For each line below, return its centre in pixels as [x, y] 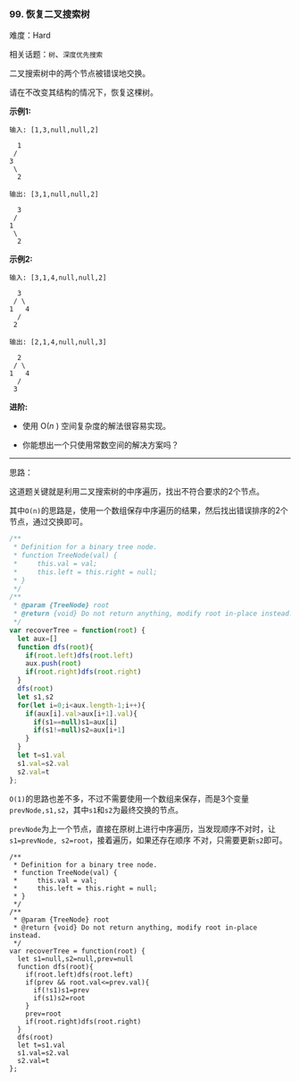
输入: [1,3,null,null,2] [54, 130]
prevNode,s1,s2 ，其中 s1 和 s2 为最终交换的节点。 [96, 810]
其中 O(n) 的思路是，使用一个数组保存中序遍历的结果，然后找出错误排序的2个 [149, 510]
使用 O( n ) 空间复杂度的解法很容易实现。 [96, 426]
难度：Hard [30, 35]
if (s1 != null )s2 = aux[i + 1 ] [79, 730]
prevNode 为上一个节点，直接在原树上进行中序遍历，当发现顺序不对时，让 [143, 828]
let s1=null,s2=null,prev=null [75, 959]
